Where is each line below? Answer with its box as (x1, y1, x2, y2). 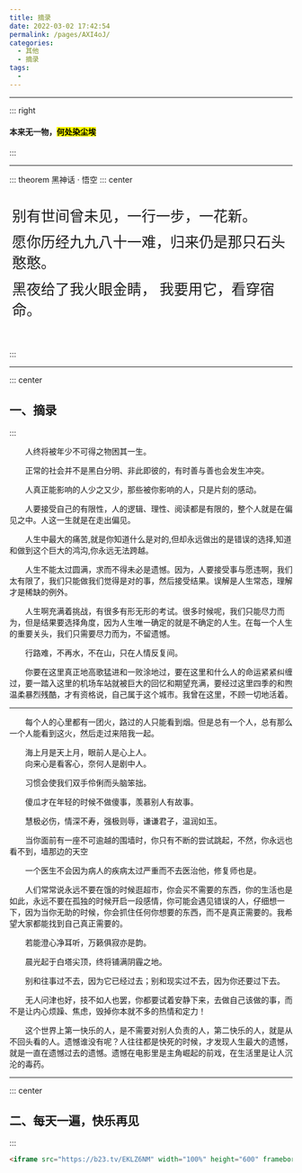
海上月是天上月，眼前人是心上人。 (25, 746, 151, 757)
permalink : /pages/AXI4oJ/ (9, 30, 111, 39)
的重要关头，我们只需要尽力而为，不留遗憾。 (9, 627, 175, 639)
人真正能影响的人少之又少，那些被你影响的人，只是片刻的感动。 (25, 483, 262, 495)
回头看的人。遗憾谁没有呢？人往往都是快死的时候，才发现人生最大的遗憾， (16, 1036, 293, 1047)
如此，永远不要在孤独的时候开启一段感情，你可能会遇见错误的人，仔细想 (9, 895, 277, 906)
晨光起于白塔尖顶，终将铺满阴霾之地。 (25, 956, 167, 967)
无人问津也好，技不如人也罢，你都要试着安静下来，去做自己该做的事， (25, 994, 285, 1005)
